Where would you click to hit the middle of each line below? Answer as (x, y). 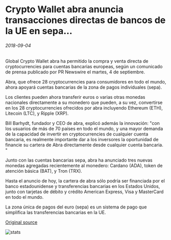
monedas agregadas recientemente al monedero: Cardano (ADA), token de (84, 166)
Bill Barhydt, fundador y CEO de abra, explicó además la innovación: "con (82, 123)
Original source (21, 222)
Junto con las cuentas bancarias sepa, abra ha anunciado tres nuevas (79, 160)
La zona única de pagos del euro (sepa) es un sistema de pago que (76, 207)
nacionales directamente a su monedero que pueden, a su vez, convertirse (84, 102)
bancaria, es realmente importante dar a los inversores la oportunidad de (82, 140)
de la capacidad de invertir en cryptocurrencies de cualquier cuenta (77, 134)
